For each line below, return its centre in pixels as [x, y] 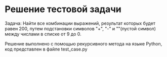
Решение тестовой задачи [63, 9]
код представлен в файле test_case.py [46, 49]
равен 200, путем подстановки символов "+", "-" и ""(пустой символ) [80, 28]
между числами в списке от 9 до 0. [43, 34]
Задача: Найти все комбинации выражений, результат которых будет [80, 23]
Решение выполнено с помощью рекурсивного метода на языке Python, [83, 43]
